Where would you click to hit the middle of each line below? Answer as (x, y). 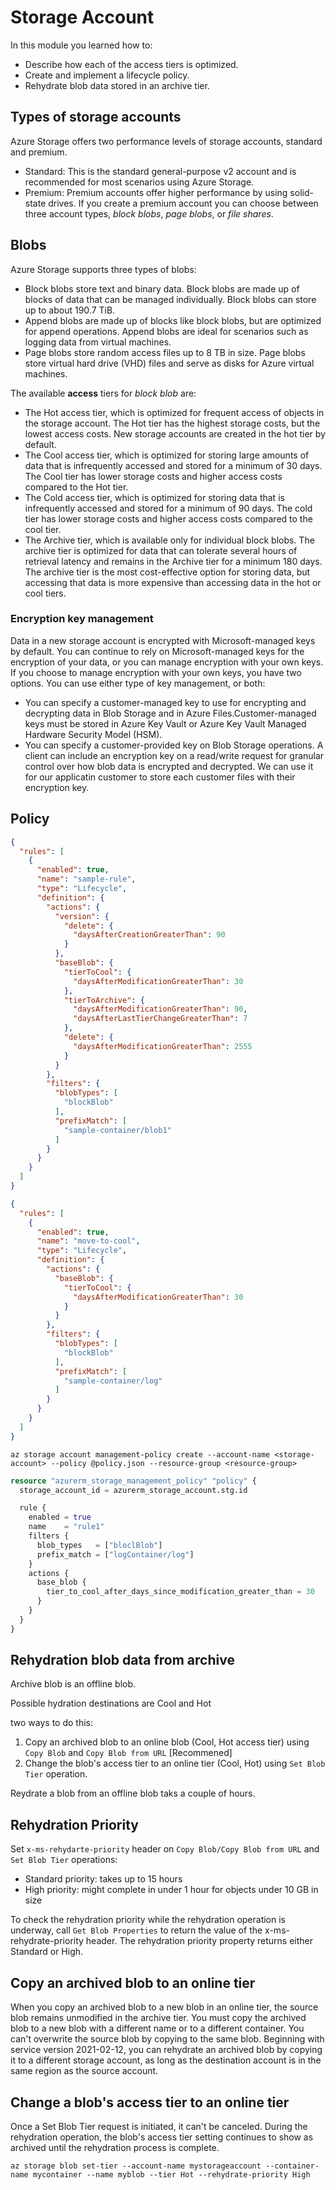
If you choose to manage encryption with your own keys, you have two (156, 672)
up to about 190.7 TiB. (70, 310)
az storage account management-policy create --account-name (140, 1454)
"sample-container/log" (113, 1381)
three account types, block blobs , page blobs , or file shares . (149, 213)
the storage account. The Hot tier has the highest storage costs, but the (172, 423)
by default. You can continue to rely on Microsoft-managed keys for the (157, 651)
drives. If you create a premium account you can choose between (183, 203)
